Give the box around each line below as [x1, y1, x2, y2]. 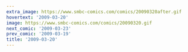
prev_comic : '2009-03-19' [6, 31, 71, 37]
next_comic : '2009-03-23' [6, 25, 71, 32]
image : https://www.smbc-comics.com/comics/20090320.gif [6, 20, 152, 26]
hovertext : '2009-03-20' [6, 14, 69, 20]
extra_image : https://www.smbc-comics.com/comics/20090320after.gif [6, 8, 182, 15]
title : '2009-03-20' [6, 36, 58, 42]
